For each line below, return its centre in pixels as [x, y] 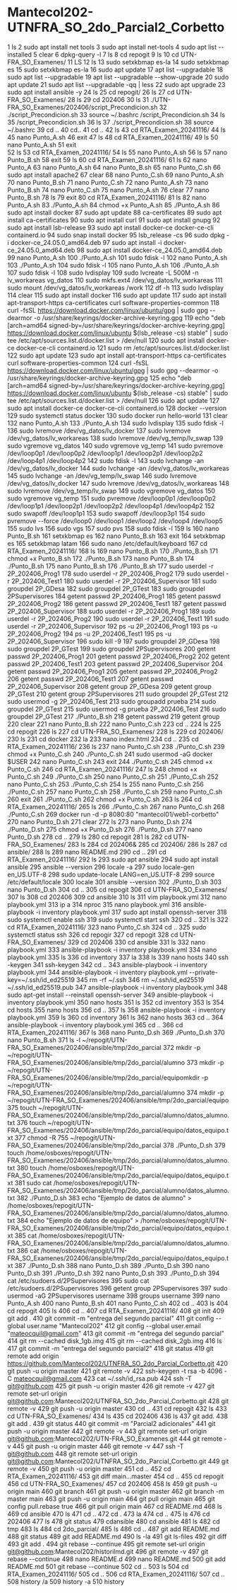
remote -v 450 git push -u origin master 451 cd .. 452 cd [89, 1468]
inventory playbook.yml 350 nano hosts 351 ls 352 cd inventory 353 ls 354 [116, 1002]
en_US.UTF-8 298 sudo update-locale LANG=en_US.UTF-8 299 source [111, 874]
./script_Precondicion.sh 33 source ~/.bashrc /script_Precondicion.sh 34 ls [116, 115]
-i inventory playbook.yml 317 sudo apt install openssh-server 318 [131, 912]
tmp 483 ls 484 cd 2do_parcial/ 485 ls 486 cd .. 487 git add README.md [114, 1529]
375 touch [22, 1107]
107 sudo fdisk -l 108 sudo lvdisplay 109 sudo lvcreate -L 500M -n [103, 273]
